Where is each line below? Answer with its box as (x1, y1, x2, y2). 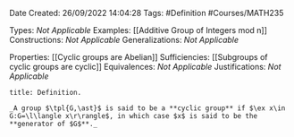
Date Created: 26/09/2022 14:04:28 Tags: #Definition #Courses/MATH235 (9, 8, 284, 18)
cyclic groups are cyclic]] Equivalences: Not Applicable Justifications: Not (9, 62, 281, 72)
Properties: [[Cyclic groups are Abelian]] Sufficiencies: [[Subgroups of (9, 52, 268, 62)
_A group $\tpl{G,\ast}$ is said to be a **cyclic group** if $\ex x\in (9, 104, 286, 113)
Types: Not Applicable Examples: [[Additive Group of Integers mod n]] (9, 25, 268, 35)
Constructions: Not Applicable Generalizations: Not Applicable (9, 35, 239, 45)
